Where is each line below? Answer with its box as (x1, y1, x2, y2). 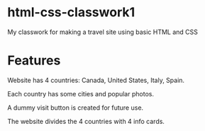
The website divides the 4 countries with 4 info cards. (7, 117, 165, 125)
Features (7, 52, 61, 69)
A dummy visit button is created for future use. (7, 103, 144, 112)
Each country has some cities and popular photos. (7, 89, 155, 98)
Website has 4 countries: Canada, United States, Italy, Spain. (7, 76, 185, 84)
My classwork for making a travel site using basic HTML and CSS (7, 28, 199, 36)
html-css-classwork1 (7, 4, 135, 21)
